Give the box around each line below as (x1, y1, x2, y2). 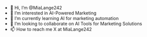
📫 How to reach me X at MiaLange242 (10, 26, 92, 32)
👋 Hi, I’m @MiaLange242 (10, 5, 63, 10)
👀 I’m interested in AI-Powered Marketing (10, 10, 97, 16)
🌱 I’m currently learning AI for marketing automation (10, 15, 119, 21)
